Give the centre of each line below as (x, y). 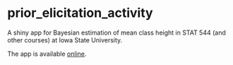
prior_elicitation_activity (80, 13)
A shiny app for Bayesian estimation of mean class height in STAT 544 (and (116, 32)
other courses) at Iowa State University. (65, 40)
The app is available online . (47, 54)
